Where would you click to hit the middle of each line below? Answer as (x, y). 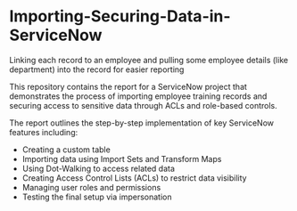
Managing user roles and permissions (91, 187)
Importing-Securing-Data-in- (120, 16)
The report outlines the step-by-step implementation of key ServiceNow (142, 123)
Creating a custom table (66, 150)
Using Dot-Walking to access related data (99, 168)
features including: (44, 132)
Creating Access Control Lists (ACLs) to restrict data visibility (134, 178)
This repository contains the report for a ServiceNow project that (128, 86)
